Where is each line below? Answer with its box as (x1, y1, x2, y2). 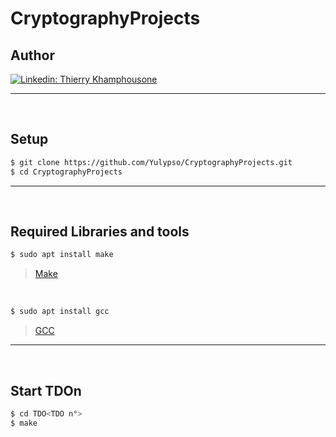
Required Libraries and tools (10, 223, 190, 240)
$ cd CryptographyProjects (10, 167, 123, 177)
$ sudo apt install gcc (10, 307, 110, 317)
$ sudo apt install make (10, 250, 114, 260)
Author (10, 47, 55, 64)
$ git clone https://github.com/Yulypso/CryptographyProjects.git (10, 157, 293, 167)
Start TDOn (10, 382, 82, 399)
